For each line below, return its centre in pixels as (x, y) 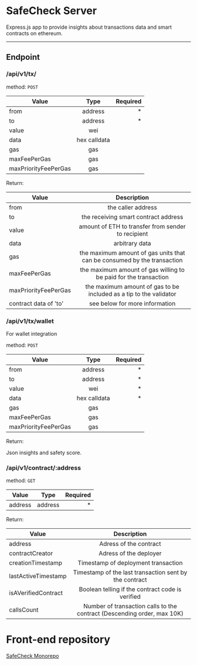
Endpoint (23, 57)
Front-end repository (58, 639)
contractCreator (31, 553)
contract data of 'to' (36, 303)
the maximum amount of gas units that (133, 252)
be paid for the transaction (132, 277)
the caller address (132, 207)
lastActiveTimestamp (38, 576)
